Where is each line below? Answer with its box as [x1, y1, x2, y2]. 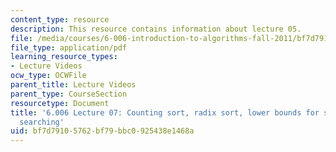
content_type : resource [10, 14, 110, 25]
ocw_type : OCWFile [10, 71, 87, 81]
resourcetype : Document [10, 98, 110, 108]
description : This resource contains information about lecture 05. [10, 24, 302, 34]
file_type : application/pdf [10, 42, 128, 53]
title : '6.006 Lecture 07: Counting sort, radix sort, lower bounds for [10, 107, 320, 118]
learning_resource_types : [10, 52, 118, 62]
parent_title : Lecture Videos [10, 80, 137, 90]
